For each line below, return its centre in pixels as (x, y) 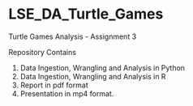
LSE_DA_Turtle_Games (86, 14)
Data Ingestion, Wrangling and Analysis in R (93, 76)
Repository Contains (43, 52)
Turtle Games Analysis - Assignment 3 (73, 36)
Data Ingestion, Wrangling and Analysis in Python (102, 68)
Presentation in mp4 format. (67, 93)
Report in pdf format (54, 85)
